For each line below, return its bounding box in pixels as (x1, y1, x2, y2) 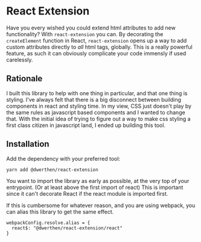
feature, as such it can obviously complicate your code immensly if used (6, 49, 187, 57)
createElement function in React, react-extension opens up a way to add (6, 37, 187, 44)
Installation (6, 139, 49, 149)
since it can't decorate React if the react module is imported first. (6, 190, 168, 197)
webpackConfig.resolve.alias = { (6, 220, 91, 226)
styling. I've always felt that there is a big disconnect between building (6, 96, 182, 103)
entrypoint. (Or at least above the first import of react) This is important (6, 184, 183, 191)
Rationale (6, 73, 43, 84)
